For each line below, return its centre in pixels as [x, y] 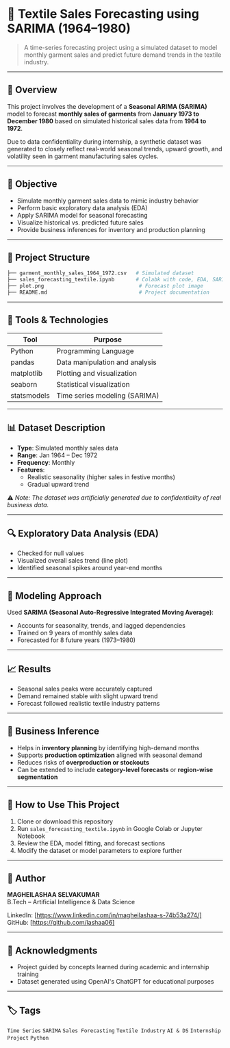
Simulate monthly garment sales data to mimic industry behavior [108, 201]
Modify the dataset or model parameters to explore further [100, 850]
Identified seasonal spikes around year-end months [90, 568]
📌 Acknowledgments [52, 950]
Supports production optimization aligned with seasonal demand [110, 755]
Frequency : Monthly [46, 462]
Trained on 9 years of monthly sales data [75, 633]
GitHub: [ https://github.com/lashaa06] [61, 923]
